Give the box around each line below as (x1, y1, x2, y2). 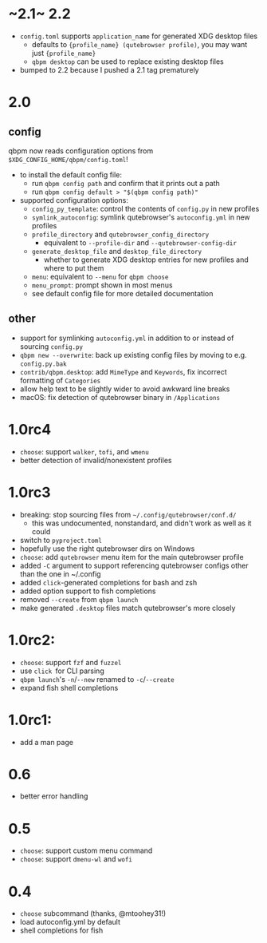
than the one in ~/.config (19, 569, 101, 579)
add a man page (19, 737, 74, 747)
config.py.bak (19, 360, 67, 368)
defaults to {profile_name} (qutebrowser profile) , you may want (31, 39, 248, 49)
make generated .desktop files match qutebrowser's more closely (19, 603, 236, 612)
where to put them (43, 263, 104, 272)
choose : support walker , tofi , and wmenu (19, 446, 149, 456)
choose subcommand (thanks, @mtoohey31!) (19, 909, 167, 918)
